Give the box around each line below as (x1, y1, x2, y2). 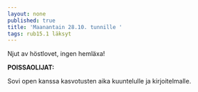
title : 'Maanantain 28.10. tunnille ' (7, 23, 123, 30)
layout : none (7, 10, 46, 18)
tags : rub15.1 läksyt (7, 30, 72, 38)
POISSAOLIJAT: (7, 63, 55, 71)
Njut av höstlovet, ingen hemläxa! (7, 50, 105, 58)
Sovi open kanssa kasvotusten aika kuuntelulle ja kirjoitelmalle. (7, 77, 192, 86)
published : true (7, 17, 56, 24)
